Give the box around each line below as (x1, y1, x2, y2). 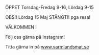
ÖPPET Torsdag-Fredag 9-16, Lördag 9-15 (5, 5, 94, 10)
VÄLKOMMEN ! (5, 24, 37, 30)
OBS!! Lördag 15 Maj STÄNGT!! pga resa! (5, 14, 91, 20)
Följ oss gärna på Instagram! (5, 34, 65, 40)
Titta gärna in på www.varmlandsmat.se (5, 44, 89, 50)
